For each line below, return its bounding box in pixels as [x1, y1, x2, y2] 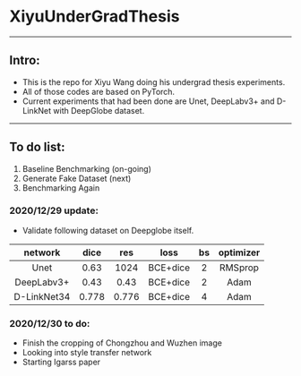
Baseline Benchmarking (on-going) [21, 163, 152, 174]
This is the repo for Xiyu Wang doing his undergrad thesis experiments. [21, 76, 286, 87]
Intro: [9, 53, 40, 68]
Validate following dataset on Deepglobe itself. [21, 225, 194, 235]
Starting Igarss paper [21, 356, 101, 368]
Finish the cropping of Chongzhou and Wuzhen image [21, 338, 222, 348]
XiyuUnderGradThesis [9, 6, 180, 27]
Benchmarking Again [21, 182, 100, 193]
